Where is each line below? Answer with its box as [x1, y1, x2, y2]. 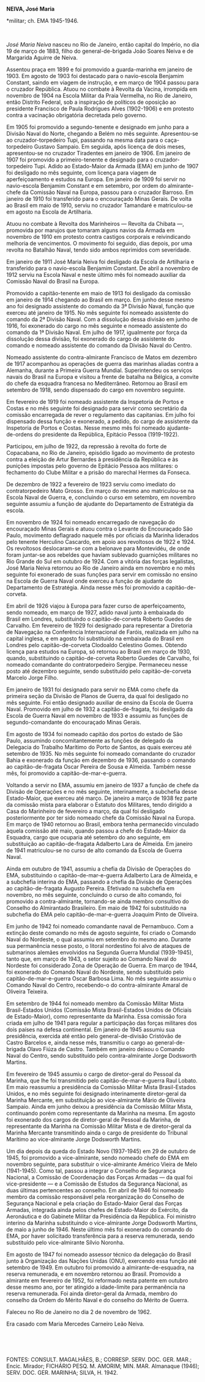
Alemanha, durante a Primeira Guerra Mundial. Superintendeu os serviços [6, 367, 193, 374]
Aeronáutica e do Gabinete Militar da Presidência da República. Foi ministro [6, 1213, 196, 1220]
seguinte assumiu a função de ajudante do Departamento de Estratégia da [6, 500, 194, 507]
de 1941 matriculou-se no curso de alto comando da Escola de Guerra [6, 847, 182, 854]
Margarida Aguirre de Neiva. [6, 54, 78, 61]
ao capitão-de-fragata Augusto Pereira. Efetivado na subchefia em [6, 885, 174, 892]
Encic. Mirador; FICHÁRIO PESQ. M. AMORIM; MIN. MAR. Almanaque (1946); [6, 1362, 199, 1370]
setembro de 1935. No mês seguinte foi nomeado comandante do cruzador [6, 750, 196, 757]
